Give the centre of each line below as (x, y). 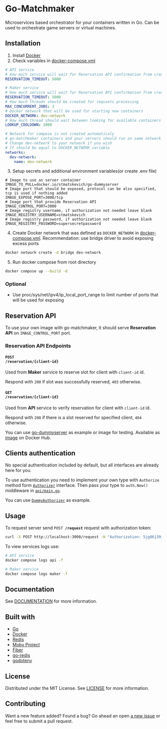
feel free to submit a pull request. (39, 721)
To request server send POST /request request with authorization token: (78, 528)
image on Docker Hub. (28, 438)
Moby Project (26, 645)
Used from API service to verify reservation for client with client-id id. (78, 408)
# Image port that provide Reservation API (51, 202)
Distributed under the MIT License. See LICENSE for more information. (77, 688)
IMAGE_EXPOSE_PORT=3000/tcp (34, 198)
